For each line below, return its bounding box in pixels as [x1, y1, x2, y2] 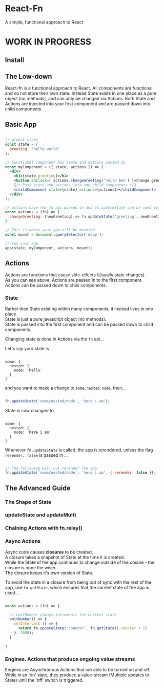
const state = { [5, 142, 38, 147]
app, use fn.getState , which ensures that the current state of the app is [5, 584, 150, 590]
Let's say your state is [5, 345, 49, 351]
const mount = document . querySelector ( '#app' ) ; [5, 232, 104, 237]
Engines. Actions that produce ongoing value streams [5, 656, 135, 663]
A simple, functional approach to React [5, 19, 83, 25]
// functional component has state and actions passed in [5, 160, 125, 165]
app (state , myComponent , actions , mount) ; [5, 245, 93, 250]
